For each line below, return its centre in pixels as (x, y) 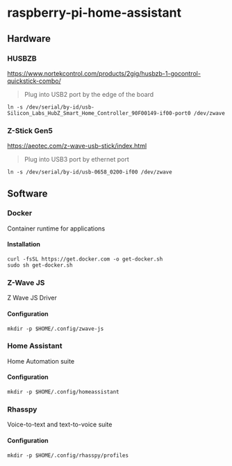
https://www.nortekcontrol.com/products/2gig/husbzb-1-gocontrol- (104, 73)
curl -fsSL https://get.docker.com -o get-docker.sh (85, 259)
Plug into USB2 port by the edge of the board (89, 94)
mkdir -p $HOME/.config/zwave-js (56, 329)
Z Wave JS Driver (32, 298)
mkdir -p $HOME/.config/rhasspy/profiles (68, 455)
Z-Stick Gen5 (30, 130)
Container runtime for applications (56, 228)
